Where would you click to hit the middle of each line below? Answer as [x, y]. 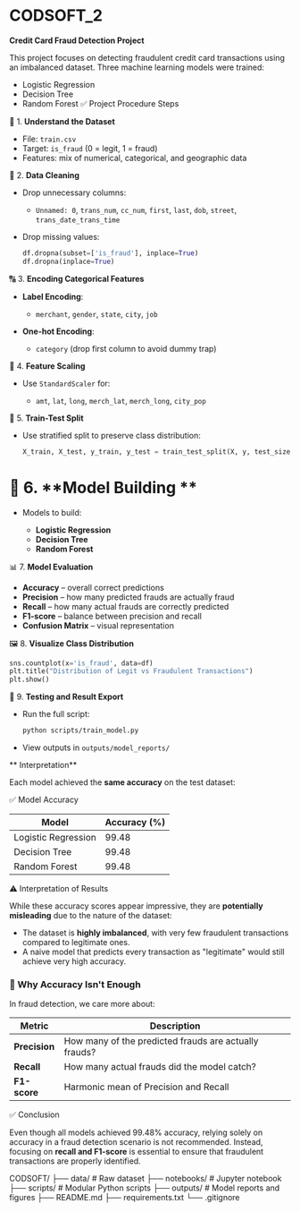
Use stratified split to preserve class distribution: [111, 435]
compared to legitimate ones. [76, 942]
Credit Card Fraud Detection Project [77, 40]
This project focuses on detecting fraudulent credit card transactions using [147, 57]
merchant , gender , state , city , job [96, 313]
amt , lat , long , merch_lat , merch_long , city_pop [121, 400]
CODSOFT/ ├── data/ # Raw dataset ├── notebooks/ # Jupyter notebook [146, 1179]
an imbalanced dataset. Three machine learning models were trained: [137, 67]
